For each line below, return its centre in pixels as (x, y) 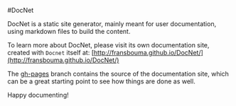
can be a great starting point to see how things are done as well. (101, 81)
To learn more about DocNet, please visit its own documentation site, (108, 45)
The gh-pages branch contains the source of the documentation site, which (118, 74)
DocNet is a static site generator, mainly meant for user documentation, (112, 24)
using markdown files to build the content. (69, 31)
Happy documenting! (38, 95)
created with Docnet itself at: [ (51, 53)
